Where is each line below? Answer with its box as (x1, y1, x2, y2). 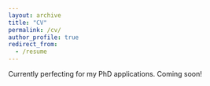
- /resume (15, 48, 47, 56)
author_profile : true (8, 33, 79, 41)
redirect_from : (8, 41, 58, 48)
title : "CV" (8, 19, 47, 27)
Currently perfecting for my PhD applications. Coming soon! (8, 70, 203, 78)
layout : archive (8, 11, 61, 20)
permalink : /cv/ (8, 26, 61, 34)
